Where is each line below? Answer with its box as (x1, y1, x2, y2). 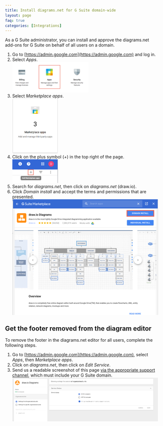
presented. (12, 194, 34, 200)
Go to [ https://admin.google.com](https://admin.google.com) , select (12, 352, 148, 358)
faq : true (5, 18, 25, 23)
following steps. (5, 342, 37, 348)
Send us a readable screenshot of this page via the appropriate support (12, 367, 155, 373)
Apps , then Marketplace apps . (12, 357, 73, 363)
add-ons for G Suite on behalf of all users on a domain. (5, 42, 115, 48)
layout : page (5, 13, 32, 18)
